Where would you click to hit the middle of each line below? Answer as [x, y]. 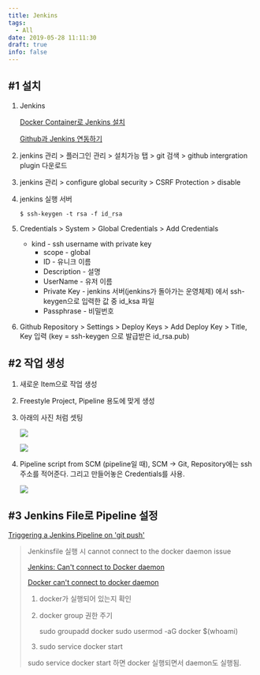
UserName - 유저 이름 [78, 281]
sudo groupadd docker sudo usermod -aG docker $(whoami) [139, 632]
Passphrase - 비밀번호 [78, 311]
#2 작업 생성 [37, 364]
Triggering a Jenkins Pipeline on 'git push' [76, 535]
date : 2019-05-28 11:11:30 [52, 37]
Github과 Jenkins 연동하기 [61, 138]
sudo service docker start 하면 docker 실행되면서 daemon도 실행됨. [134, 663]
